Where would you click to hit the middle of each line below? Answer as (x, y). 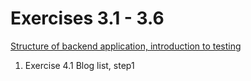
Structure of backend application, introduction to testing (126, 46)
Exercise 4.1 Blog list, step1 (79, 65)
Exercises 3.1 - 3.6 (87, 18)
